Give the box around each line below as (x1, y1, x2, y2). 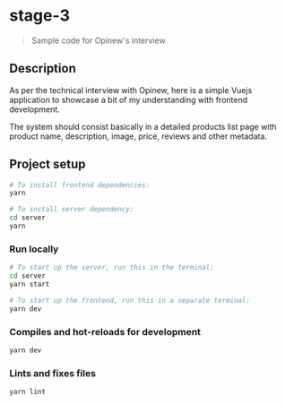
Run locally (9, 243, 59, 255)
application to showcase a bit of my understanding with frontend (9, 94, 248, 105)
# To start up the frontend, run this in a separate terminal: (9, 296, 251, 305)
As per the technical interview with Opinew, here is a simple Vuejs (9, 84, 253, 95)
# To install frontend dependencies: (9, 180, 151, 189)
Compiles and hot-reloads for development (9, 325, 202, 338)
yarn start (9, 280, 50, 289)
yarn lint (9, 387, 47, 397)
